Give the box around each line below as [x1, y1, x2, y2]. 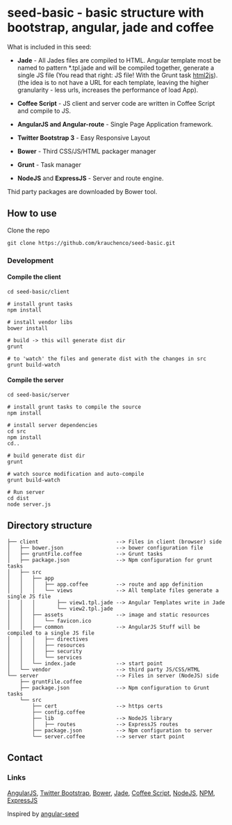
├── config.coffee [32, 708, 85, 716]
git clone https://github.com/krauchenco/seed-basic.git [7, 239, 176, 246]
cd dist [7, 495, 30, 502]
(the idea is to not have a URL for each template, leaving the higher [17, 78, 209, 86]
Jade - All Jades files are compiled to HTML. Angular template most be [17, 56, 221, 64]
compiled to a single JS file [7, 630, 95, 636]
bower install [7, 325, 49, 332]
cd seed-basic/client [7, 288, 70, 295]
